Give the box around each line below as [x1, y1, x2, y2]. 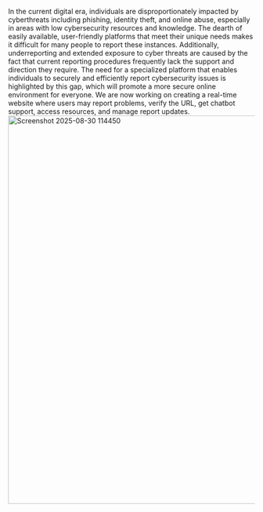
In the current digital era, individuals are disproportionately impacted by [8, 7, 239, 16]
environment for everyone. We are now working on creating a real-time [8, 90, 237, 99]
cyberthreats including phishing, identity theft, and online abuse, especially [8, 15, 250, 24]
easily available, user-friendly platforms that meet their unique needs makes [8, 31, 254, 41]
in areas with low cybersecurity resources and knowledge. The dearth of [8, 24, 243, 32]
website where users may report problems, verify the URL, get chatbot [8, 98, 236, 108]
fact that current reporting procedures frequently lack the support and [8, 57, 235, 66]
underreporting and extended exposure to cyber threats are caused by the [8, 49, 248, 57]
